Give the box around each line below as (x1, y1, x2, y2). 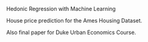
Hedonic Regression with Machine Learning (6, 5, 116, 12)
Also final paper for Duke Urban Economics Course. (6, 29, 136, 36)
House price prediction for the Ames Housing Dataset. (6, 17, 143, 24)
